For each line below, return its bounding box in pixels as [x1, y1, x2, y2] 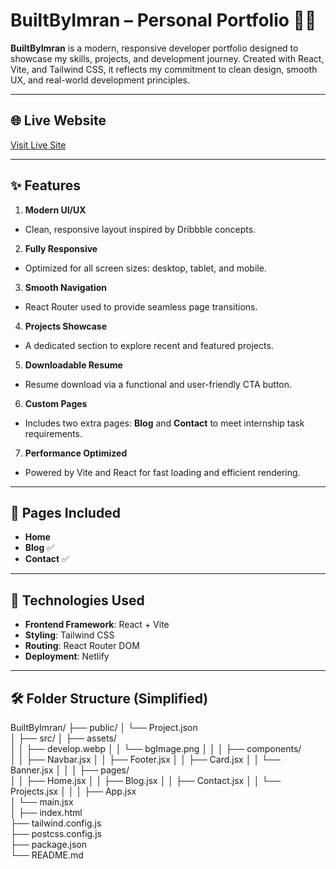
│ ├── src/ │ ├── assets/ [10, 732, 117, 744]
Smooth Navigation [24, 281, 108, 293]
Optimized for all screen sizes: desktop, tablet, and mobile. [24, 262, 267, 274]
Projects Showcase [24, 320, 108, 332]
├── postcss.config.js [10, 828, 102, 839]
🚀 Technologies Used [10, 592, 145, 609]
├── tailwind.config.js [10, 817, 102, 829]
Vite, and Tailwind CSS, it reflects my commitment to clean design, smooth [10, 63, 318, 75]
